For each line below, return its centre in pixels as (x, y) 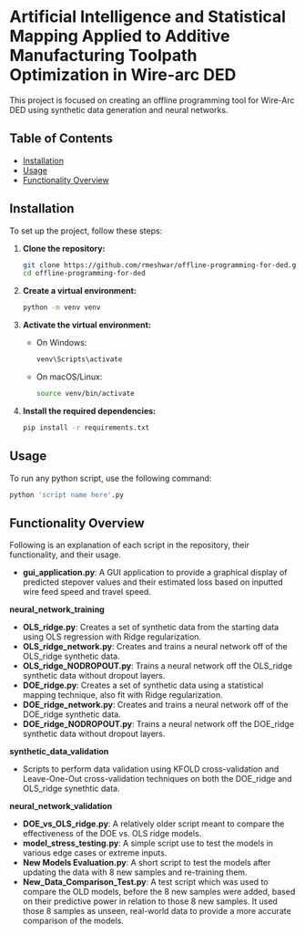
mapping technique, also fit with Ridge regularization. (122, 695)
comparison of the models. (73, 921)
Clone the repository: (64, 248)
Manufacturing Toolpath (103, 56)
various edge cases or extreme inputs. (95, 853)
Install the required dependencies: (89, 410)
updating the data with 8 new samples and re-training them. (135, 872)
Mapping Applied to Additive (120, 36)
